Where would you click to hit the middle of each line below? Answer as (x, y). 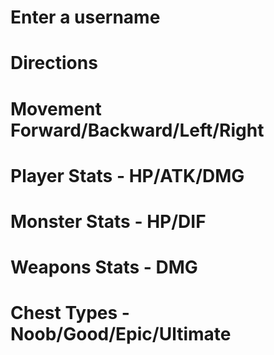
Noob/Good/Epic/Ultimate (121, 334)
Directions (54, 63)
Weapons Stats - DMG (104, 267)
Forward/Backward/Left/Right (137, 130)
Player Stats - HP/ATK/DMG (127, 175)
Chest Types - (70, 313)
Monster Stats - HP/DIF (108, 221)
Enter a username (85, 17)
